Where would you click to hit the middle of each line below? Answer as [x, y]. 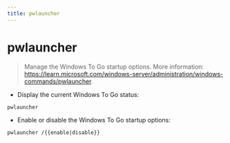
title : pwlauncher [33, 13]
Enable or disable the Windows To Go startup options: [94, 120]
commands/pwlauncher [58, 81]
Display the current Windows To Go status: [78, 94]
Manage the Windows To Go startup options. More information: [114, 67]
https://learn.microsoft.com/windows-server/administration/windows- [123, 74]
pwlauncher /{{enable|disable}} [54, 132]
